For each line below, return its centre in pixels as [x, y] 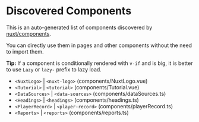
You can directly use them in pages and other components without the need [99, 45]
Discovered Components [69, 11]
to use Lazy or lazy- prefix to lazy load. [54, 69]
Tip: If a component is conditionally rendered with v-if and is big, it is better [99, 63]
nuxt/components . [29, 33]
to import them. [25, 51]
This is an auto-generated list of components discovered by [79, 27]
